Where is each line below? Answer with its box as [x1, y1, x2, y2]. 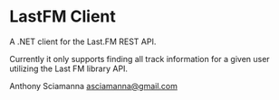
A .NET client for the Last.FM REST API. [9, 36, 157, 47]
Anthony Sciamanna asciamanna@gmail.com [9, 80, 178, 91]
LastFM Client [9, 6, 116, 27]
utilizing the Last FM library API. [9, 63, 129, 74]
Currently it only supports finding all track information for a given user [9, 53, 270, 64]
